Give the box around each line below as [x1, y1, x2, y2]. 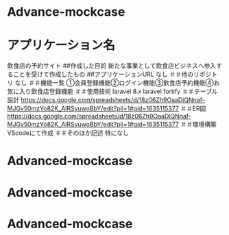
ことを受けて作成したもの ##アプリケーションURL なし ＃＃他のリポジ [12, 70, 212, 79]
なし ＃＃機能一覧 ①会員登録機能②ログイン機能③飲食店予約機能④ [14, 79, 214, 87]
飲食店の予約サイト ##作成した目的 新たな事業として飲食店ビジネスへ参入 [7, 62, 217, 70]
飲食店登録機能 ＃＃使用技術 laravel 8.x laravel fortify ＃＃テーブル [30, 87, 218, 96]
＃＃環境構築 [180, 121, 217, 129]
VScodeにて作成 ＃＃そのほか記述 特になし [7, 129, 129, 137]
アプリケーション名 [7, 38, 115, 53]
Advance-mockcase [7, 4, 125, 20]
